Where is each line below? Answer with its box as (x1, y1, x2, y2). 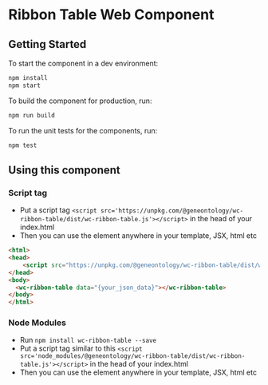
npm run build (8, 111, 56, 119)
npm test (8, 141, 37, 149)
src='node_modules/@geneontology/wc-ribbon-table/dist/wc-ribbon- (19, 352, 246, 360)
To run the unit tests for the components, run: (8, 125, 158, 135)
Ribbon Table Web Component (8, 6, 215, 24)
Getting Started (8, 38, 87, 51)
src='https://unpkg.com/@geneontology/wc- (100, 207, 244, 215)
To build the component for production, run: (8, 96, 152, 105)
